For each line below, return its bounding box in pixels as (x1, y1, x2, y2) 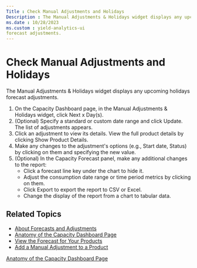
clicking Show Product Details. (14, 136, 89, 144)
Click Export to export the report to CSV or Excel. (23, 186, 142, 194)
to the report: (14, 161, 47, 168)
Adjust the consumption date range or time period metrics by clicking (23, 174, 191, 181)
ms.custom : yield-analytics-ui (6, 25, 85, 31)
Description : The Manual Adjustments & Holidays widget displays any (6, 14, 182, 20)
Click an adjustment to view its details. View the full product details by (14, 130, 184, 137)
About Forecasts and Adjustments (14, 225, 97, 232)
